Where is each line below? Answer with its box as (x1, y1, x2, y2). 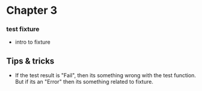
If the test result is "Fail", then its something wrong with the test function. (14, 72, 197, 79)
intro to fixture (14, 38, 51, 45)
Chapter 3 (6, 4, 57, 17)
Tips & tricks (6, 56, 55, 66)
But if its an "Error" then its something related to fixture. (14, 78, 154, 86)
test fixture (6, 25, 40, 34)
